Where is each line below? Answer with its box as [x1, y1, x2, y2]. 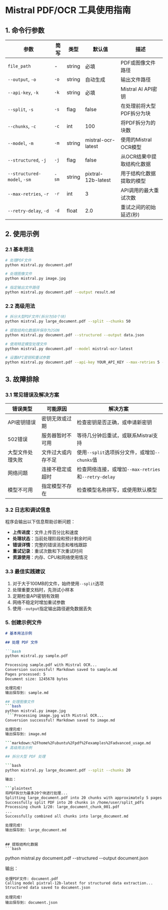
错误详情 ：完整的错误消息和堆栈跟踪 [12, 542, 87, 548]
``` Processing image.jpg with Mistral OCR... [7, 713, 104, 718]
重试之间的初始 [120, 204, 156, 211]
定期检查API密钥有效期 [12, 593, 59, 599]
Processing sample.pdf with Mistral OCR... [5, 662, 97, 668]
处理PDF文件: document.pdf [5, 876, 58, 881]
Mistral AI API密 [120, 86, 157, 93]
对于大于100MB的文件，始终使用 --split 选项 [12, 580, 104, 586]
